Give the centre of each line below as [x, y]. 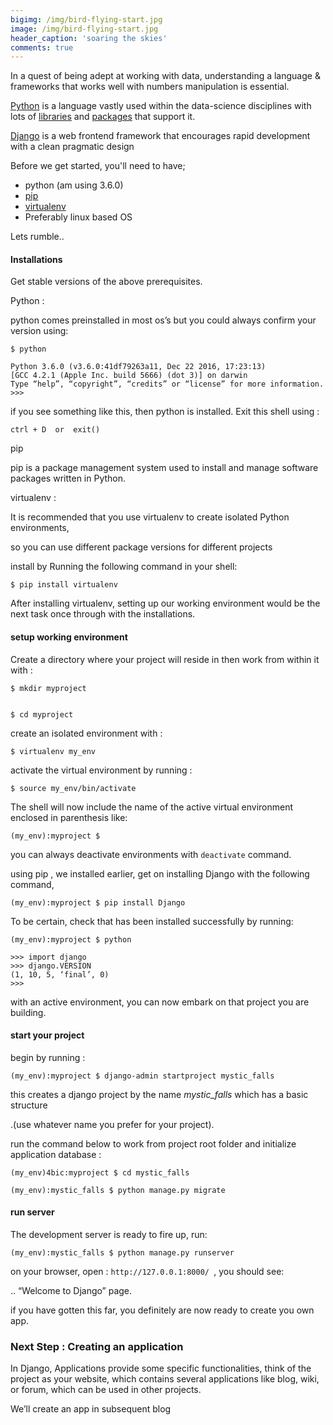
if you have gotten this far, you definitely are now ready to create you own [162, 1310]
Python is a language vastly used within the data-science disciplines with [161, 106]
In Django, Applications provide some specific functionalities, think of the [161, 1368]
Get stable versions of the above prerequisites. [106, 282]
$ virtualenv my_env [53, 751]
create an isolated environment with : [86, 733]
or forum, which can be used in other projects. [106, 1390]
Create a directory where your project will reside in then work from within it [165, 659]
